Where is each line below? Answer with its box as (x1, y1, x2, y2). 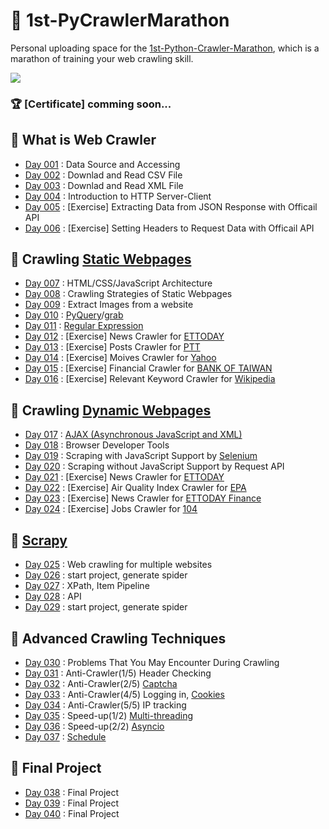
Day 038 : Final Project (24, 786, 120, 798)
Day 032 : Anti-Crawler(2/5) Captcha (24, 677, 178, 689)
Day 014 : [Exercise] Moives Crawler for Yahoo (24, 352, 217, 364)
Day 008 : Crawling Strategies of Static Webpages (24, 288, 233, 300)
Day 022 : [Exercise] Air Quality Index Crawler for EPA (24, 482, 247, 494)
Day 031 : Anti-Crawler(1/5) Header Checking (24, 667, 212, 679)
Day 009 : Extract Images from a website (24, 299, 194, 311)
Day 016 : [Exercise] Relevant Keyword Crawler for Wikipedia (24, 373, 276, 385)
